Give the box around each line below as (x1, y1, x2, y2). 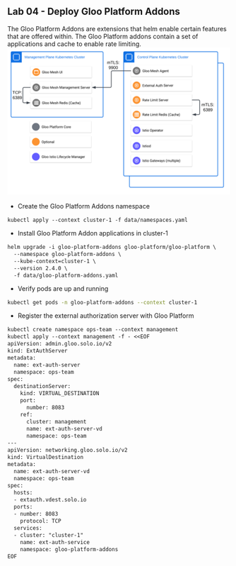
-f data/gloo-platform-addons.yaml (13, 272, 119, 279)
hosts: (13, 489, 33, 496)
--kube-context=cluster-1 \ (13, 257, 97, 265)
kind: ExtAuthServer (7, 348, 69, 355)
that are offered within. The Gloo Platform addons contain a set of (7, 32, 199, 40)
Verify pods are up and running (17, 284, 109, 293)
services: (13, 525, 42, 532)
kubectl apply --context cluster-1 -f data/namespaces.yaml (7, 216, 189, 223)
